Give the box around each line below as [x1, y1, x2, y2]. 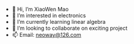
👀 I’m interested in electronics [11, 12, 86, 19]
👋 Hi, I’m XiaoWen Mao [11, 6, 69, 12]
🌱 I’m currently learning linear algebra [11, 18, 106, 25]
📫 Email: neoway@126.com [11, 32, 81, 38]
